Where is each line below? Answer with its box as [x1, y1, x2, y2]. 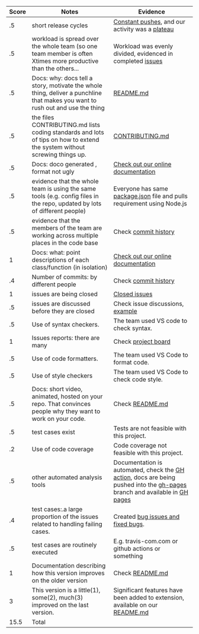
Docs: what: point [31, 249, 81, 256]
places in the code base [31, 239, 99, 247]
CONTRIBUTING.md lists [31, 121, 101, 129]
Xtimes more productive [31, 57, 99, 65]
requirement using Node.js [113, 199, 188, 207]
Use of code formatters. [31, 354, 99, 363]
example [113, 307, 137, 315]
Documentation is [113, 458, 163, 467]
